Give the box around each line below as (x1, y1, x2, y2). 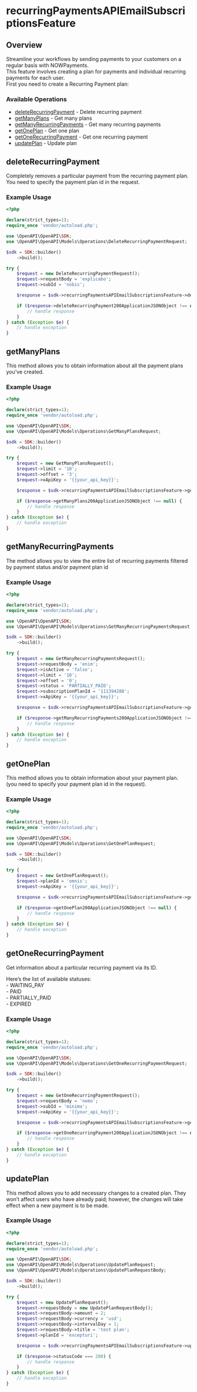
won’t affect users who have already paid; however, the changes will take (6, 1195, 184, 1202)
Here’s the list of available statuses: (6, 975, 92, 982)
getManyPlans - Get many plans (14, 115, 93, 122)
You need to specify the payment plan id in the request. (6, 179, 140, 186)
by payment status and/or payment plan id (6, 563, 108, 570)
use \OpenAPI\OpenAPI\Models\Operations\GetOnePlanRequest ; (6, 840, 157, 846)
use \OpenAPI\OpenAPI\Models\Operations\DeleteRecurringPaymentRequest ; (6, 238, 188, 244)
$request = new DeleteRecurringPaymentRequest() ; (16, 271, 141, 277)
